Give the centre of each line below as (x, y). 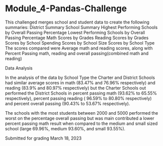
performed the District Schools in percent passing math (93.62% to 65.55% (81, 93)
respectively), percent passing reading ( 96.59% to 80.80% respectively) (79, 98)
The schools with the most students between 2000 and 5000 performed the (82, 113)
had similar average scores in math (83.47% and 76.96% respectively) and (80, 83)
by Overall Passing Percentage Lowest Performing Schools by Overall (75, 32)
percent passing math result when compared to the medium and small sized (81, 123)
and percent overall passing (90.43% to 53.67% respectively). (68, 103)
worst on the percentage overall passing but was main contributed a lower (80, 118)
